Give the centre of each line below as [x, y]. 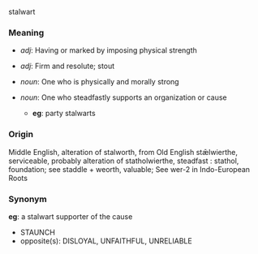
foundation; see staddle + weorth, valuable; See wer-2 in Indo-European [129, 169]
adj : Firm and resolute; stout [67, 66]
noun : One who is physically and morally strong [100, 82]
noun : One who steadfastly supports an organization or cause [123, 97]
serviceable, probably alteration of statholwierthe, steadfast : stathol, [124, 161]
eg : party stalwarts [64, 114]
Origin [21, 135]
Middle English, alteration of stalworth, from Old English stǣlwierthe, [123, 152]
